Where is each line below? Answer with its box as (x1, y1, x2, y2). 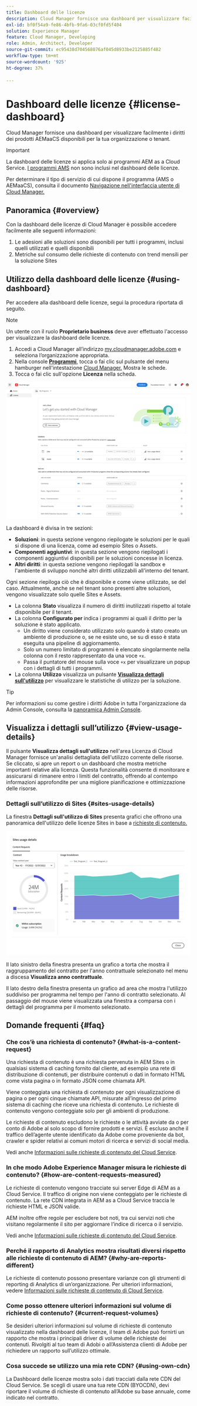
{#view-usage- (125, 722, 182, 733)
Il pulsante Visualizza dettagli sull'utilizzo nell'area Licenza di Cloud (6, 748, 173, 755)
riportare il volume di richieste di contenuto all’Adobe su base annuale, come (6, 1388, 191, 1395)
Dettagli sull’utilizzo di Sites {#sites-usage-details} (6, 800, 155, 808)
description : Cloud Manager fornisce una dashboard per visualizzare (6, 15, 180, 22)
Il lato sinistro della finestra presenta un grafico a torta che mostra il (6, 961, 169, 968)
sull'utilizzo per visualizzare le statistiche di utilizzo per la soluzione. (14, 677, 181, 684)
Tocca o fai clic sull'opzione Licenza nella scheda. (14, 370, 137, 377)
